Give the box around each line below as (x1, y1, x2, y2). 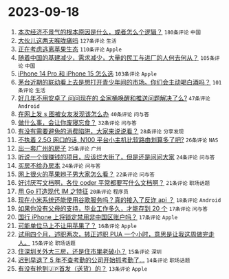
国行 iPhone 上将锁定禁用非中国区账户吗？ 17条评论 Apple (17, 212, 178, 221)
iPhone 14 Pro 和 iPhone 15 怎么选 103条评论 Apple (17, 69, 157, 78)
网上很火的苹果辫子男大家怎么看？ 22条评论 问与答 (17, 170, 155, 178)
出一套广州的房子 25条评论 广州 (17, 144, 102, 152)
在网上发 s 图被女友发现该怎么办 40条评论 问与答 (17, 109, 150, 118)
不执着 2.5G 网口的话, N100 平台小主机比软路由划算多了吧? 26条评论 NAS (17, 135, 219, 144)
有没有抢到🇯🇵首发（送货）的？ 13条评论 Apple (17, 264, 148, 272)
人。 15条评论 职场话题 (17, 238, 76, 247)
